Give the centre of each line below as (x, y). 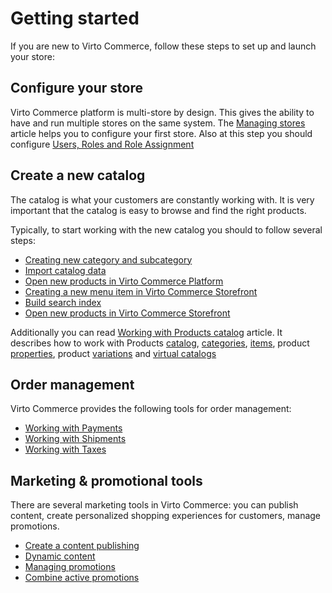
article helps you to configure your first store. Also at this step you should (161, 133)
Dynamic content (60, 556)
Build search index (63, 302)
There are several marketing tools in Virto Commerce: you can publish (154, 505)
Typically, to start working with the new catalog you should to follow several (166, 229)
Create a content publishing (82, 546)
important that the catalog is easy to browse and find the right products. (158, 210)
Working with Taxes (65, 449)
